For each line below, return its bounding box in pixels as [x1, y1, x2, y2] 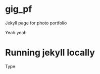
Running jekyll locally [5, 47, 95, 58]
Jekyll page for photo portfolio [5, 20, 67, 26]
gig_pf [5, 3, 32, 15]
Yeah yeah [5, 29, 27, 35]
